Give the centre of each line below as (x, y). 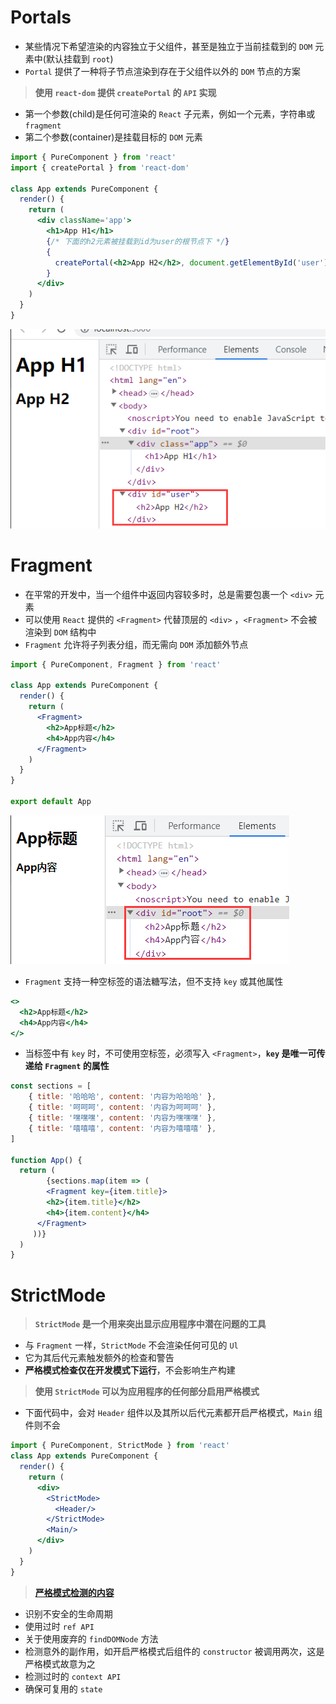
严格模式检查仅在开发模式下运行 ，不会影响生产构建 (130, 1370)
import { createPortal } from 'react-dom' (100, 167)
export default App (51, 802)
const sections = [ (51, 1086)
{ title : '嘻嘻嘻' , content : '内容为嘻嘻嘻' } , (122, 1128)
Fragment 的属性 (77, 1066)
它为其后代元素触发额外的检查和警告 (99, 1358)
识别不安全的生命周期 (68, 1613)
